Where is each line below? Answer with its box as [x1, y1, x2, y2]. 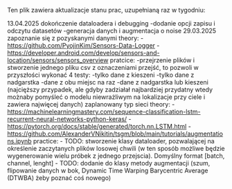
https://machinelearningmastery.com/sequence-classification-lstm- [7, 107, 201, 116]
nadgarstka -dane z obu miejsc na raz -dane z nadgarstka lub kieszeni [7, 78, 209, 86]
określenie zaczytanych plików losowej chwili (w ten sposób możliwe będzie [7, 145, 225, 152]
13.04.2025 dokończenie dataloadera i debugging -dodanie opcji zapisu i [7, 19, 216, 27]
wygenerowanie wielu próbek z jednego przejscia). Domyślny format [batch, [7, 152, 225, 160]
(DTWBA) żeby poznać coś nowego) [7, 174, 111, 182]
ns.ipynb [7, 137, 33, 145]
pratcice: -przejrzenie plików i [109, 56, 195, 64]
